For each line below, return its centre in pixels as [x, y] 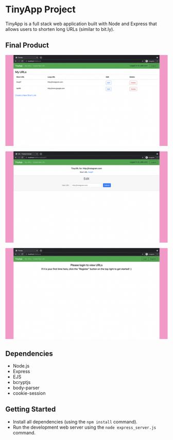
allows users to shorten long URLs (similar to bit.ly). [60, 29]
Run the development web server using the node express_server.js [84, 427]
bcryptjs [22, 382]
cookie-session [29, 393]
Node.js [21, 366]
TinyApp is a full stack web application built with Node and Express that [81, 24]
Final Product [27, 45]
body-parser [26, 388]
